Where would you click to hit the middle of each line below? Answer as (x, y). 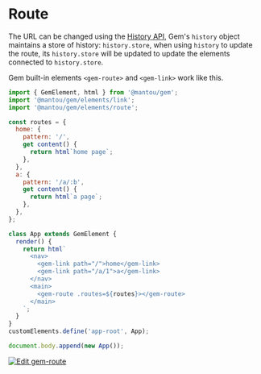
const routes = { (37, 122)
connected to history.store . (56, 62)
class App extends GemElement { (62, 234)
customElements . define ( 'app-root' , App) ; (79, 331)
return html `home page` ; (71, 152)
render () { (34, 241)
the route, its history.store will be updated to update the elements (119, 53)
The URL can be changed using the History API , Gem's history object (124, 36)
